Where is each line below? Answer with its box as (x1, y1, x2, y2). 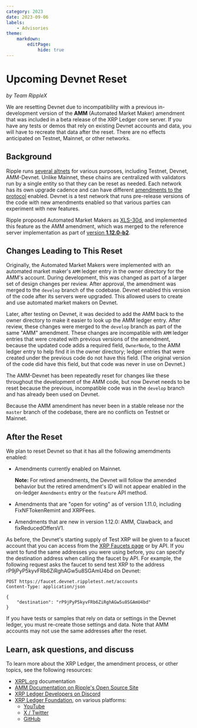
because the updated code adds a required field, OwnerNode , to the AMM (6, 342, 181, 349)
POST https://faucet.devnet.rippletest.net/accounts (6, 579, 138, 585)
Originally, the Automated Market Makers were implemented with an (6, 262, 171, 269)
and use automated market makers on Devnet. (6, 299, 119, 307)
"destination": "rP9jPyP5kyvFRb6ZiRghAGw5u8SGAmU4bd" (16, 599, 151, 605)
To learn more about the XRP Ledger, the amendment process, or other (6, 660, 178, 667)
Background (6, 151, 52, 162)
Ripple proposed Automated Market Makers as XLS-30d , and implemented (6, 216, 187, 223)
